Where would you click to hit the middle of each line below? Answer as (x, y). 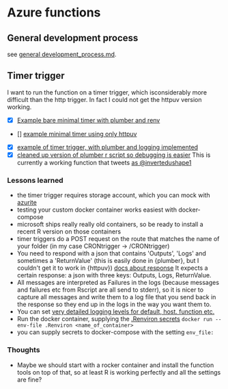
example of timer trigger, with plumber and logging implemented (108, 147)
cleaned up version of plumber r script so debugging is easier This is (114, 155)
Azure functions (54, 13)
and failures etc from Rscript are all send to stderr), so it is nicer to (110, 290)
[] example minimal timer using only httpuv (77, 134)
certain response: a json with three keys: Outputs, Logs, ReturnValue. (114, 275)
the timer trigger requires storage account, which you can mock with (113, 195)
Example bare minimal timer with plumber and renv (88, 120)
